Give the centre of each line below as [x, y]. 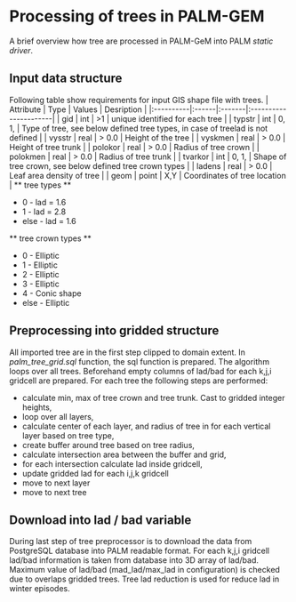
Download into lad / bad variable [100, 520]
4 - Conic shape [52, 293]
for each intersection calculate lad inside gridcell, [112, 463]
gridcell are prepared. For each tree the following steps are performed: [139, 381]
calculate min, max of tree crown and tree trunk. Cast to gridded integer [153, 397]
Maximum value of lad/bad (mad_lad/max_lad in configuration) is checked [144, 570]
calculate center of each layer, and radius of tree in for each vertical [146, 426]
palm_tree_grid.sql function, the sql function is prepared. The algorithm [139, 361]
